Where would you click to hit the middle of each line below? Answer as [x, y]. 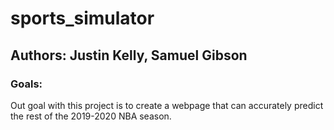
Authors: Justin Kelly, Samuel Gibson [129, 55]
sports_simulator [82, 18]
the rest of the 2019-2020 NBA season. [91, 116]
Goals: [26, 84]
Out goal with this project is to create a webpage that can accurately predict [167, 105]
